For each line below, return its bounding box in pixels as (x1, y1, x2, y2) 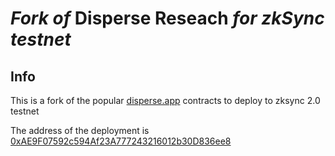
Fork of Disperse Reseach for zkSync (10, 7, 325, 30)
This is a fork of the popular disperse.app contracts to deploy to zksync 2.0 (10, 95, 321, 106)
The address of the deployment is (10, 125, 150, 136)
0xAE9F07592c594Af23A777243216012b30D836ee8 (10, 135, 232, 147)
